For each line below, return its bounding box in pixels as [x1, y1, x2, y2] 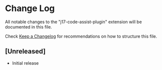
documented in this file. [5, 24, 52, 29]
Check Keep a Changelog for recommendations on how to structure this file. [5, 33, 158, 39]
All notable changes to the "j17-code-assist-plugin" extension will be [5, 19, 142, 25]
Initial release [12, 60, 39, 66]
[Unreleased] [5, 47, 46, 56]
